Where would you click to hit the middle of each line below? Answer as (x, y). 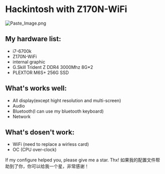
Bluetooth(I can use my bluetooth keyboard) (58, 111)
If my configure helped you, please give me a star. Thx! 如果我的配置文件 (80, 160)
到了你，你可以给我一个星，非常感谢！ (49, 166)
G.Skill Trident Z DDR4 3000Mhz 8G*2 (53, 67)
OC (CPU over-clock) (34, 150)
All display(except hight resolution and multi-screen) (67, 100)
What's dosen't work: (40, 132)
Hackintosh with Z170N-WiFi (66, 9)
